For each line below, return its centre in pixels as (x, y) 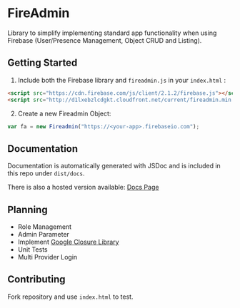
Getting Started (42, 63)
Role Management (45, 227)
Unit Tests (32, 250)
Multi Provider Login (47, 257)
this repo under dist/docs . (46, 173)
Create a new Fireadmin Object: (64, 113)
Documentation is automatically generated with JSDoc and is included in (114, 166)
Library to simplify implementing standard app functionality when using (112, 33)
